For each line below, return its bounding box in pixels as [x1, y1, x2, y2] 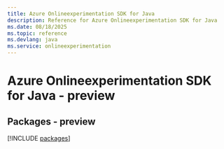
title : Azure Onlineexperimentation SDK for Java [7, 10, 155, 17]
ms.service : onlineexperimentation [7, 43, 111, 50]
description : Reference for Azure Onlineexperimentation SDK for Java [7, 17, 218, 24]
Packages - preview [7, 115, 96, 127]
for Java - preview [7, 88, 115, 104]
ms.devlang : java [7, 36, 58, 43]
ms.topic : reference [7, 29, 68, 37]
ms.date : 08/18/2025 [7, 23, 68, 30]
